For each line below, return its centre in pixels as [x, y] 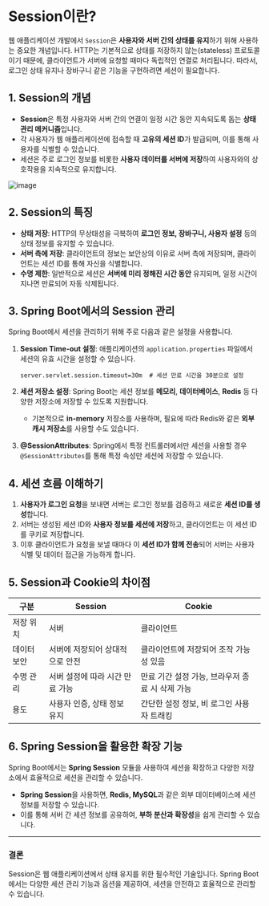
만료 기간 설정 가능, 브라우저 [190, 676]
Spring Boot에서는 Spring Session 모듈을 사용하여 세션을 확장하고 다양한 [124, 767]
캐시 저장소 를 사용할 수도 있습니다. [85, 429]
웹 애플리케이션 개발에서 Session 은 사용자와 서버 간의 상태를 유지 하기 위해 [123, 40]
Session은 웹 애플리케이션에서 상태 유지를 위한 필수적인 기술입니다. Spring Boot [134, 874]
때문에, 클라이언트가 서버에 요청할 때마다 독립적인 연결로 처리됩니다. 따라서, [141, 60]
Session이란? [52, 16]
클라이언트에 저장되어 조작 [187, 649]
